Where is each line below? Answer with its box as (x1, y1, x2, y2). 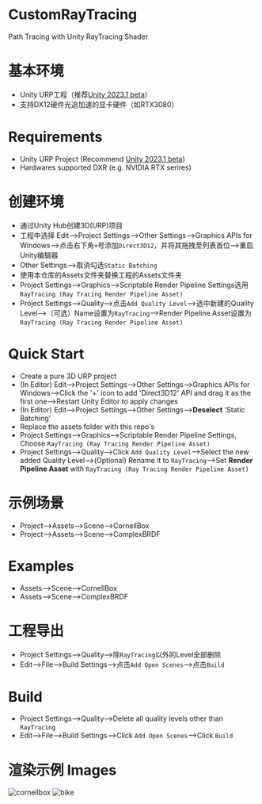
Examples (8, 557, 74, 575)
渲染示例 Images (8, 761, 117, 779)
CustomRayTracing (8, 6, 138, 24)
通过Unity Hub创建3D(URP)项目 (19, 220, 123, 230)
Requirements (8, 128, 103, 146)
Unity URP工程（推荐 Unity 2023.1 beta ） (19, 90, 152, 99)
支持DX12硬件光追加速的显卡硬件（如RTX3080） (19, 99, 179, 109)
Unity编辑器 (19, 250, 59, 259)
